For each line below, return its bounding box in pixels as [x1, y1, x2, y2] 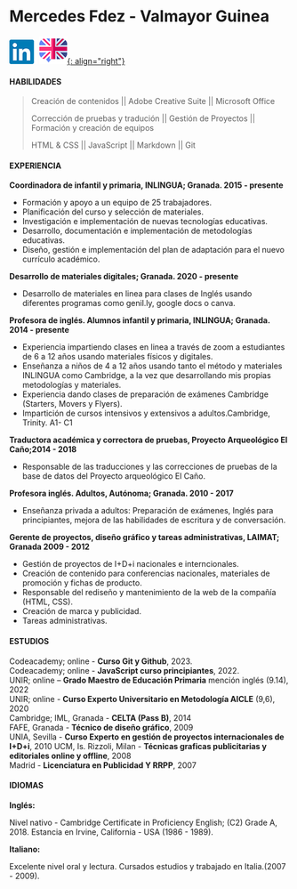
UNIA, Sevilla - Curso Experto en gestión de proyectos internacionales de [9, 731, 285, 742]
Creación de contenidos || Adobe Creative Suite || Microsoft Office [30, 96, 276, 107]
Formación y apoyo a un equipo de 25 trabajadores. [21, 198, 212, 208]
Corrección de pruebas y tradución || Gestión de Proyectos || [30, 113, 256, 124]
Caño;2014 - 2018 [9, 444, 77, 455]
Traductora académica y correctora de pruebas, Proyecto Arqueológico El [9, 434, 288, 446]
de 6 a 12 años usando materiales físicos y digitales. [21, 352, 213, 362]
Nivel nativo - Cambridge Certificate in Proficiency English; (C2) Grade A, [9, 817, 278, 828]
